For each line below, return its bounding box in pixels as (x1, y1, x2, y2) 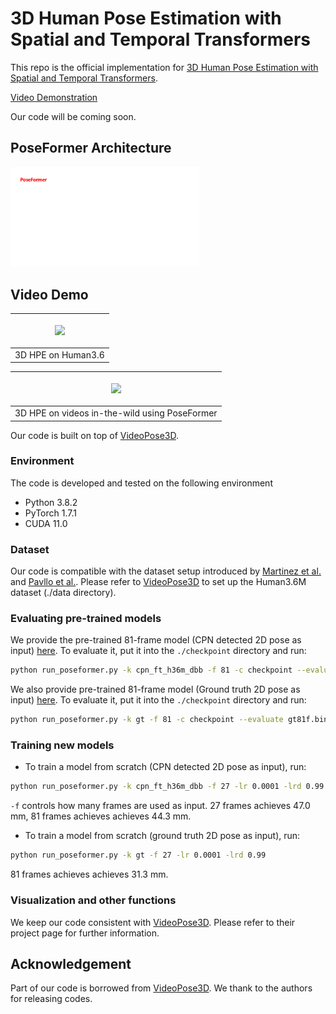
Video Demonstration (10, 91, 98, 103)
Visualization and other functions (10, 893, 177, 907)
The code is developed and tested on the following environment (10, 477, 273, 489)
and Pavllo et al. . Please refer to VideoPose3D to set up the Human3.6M (10, 576, 307, 588)
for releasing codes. (10, 993, 93, 1005)
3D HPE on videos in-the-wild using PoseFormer (14, 407, 218, 419)
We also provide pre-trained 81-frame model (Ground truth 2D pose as (10, 683, 301, 696)
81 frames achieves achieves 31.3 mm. (10, 868, 169, 881)
